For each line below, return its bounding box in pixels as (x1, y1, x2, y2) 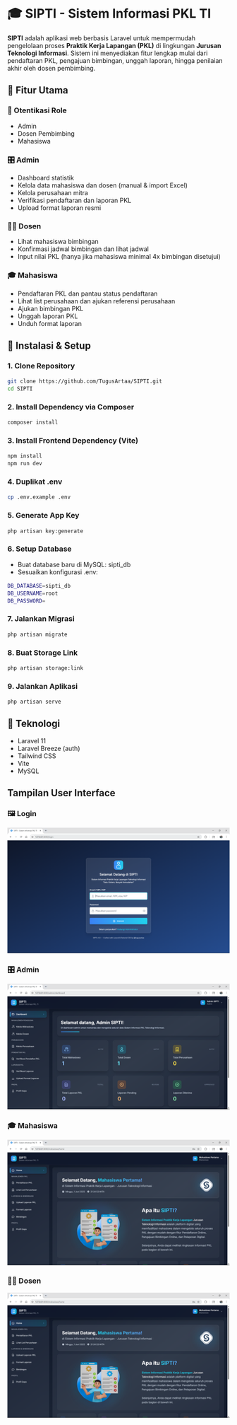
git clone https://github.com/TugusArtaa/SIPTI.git (7, 378, 162, 385)
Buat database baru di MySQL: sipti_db (17, 560, 131, 569)
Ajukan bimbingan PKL (17, 304, 84, 313)
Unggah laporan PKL (17, 312, 78, 320)
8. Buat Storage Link (7, 648, 78, 658)
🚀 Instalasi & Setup (7, 339, 92, 351)
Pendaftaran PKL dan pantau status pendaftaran (17, 289, 158, 298)
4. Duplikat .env (7, 477, 63, 487)
